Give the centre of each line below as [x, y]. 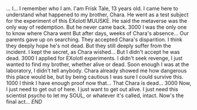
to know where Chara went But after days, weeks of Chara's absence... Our [98, 33]
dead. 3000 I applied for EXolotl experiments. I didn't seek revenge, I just [94, 58]
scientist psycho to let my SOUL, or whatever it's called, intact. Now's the [95, 95]
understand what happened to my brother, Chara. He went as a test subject [97, 15]
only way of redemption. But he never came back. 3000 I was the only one [96, 27]
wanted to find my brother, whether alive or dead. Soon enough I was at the [98, 64]
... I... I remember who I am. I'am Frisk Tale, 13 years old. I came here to [92, 8]
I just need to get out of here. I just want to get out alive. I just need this [92, 89]
